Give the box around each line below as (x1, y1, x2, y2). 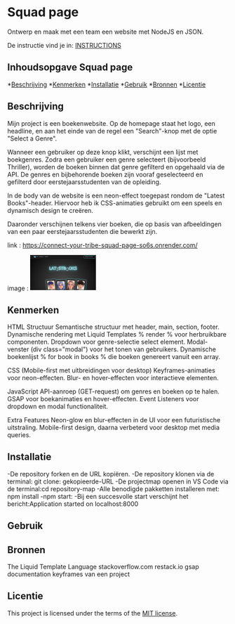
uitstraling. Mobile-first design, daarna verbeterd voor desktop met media (7, 423, 220, 432)
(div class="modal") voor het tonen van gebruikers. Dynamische (30, 345, 216, 353)
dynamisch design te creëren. (7, 206, 93, 214)
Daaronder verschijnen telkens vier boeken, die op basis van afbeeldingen (7, 219, 222, 228)
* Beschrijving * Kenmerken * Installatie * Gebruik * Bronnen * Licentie (7, 80, 206, 89)
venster (7, 345, 29, 353)
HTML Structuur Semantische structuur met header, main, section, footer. (7, 323, 220, 331)
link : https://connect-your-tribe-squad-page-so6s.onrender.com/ (7, 240, 198, 249)
